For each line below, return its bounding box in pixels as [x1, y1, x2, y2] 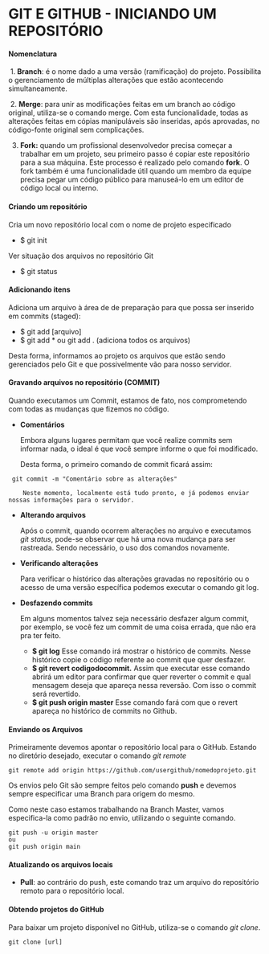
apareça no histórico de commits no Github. [31, 706, 177, 715]
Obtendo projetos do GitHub [8, 905, 104, 914]
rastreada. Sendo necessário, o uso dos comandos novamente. [19, 543, 230, 552]
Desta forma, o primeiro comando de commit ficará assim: [19, 460, 213, 469]
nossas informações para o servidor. [8, 496, 135, 504]
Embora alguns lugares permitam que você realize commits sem [19, 436, 233, 444]
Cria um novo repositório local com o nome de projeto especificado [8, 219, 231, 229]
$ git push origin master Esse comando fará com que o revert [31, 698, 238, 707]
